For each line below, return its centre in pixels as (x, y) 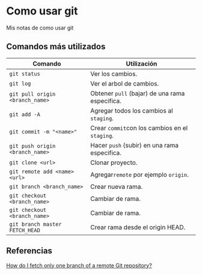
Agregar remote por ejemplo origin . (139, 175)
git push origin (32, 146)
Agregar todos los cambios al (131, 111)
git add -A (25, 114)
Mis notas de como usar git (40, 28)
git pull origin (32, 94)
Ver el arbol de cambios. (124, 84)
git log (20, 83)
